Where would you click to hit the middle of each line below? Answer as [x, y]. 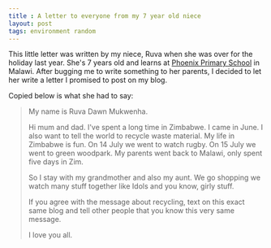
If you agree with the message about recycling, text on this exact [136, 202]
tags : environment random [52, 31]
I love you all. [50, 235]
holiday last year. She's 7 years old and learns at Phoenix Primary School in [134, 63]
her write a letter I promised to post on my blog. [88, 80]
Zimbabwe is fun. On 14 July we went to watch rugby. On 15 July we [142, 145]
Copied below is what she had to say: [71, 96]
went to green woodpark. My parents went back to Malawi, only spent [145, 153]
